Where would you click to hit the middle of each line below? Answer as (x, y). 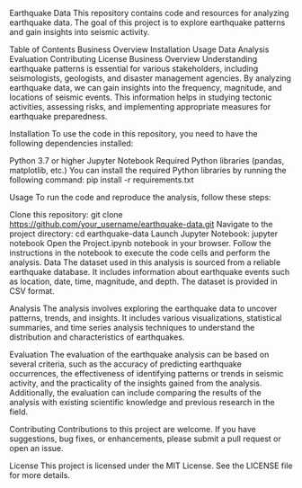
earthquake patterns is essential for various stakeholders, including (134, 68)
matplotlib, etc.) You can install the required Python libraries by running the (148, 170)
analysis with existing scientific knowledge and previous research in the (142, 402)
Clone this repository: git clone (66, 214)
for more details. (40, 475)
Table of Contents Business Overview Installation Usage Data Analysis (139, 49)
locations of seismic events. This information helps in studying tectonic (141, 97)
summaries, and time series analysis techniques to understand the (132, 328)
